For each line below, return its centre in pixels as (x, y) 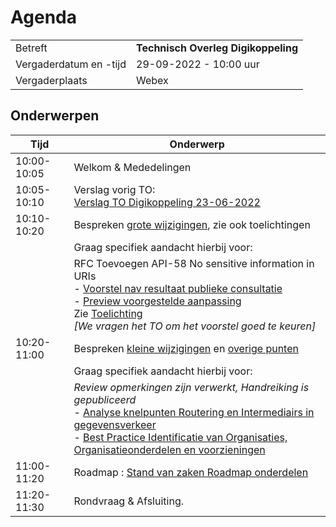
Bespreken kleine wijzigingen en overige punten (186, 348)
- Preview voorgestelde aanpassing (157, 301)
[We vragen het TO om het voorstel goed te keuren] (195, 326)
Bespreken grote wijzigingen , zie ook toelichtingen (192, 224)
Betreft (31, 48)
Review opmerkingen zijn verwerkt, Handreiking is (191, 387)
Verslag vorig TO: (114, 189)
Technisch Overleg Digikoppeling (217, 48)
